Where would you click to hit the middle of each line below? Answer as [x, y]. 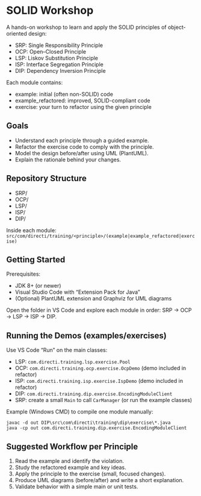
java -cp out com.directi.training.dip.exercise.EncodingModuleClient [97, 428]
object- [177, 27]
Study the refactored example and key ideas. [70, 467]
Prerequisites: [23, 274]
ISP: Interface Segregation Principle [59, 64]
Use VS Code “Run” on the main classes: [57, 350]
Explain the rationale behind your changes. [68, 160]
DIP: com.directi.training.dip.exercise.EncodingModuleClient [94, 394]
